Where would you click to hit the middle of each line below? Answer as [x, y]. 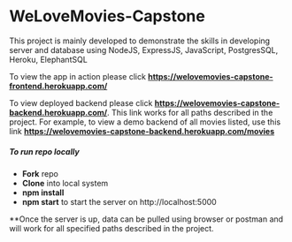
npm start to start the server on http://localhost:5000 [119, 201]
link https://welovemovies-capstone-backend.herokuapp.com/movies [142, 131]
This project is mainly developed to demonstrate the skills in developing [140, 41]
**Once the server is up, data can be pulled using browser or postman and [146, 219]
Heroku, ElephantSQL [49, 59]
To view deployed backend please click [81, 102]
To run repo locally [44, 151]
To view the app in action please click [77, 76]
